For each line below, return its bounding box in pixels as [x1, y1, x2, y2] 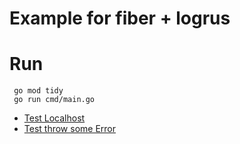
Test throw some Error [23, 123, 116, 135]
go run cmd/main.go [13, 95, 96, 105]
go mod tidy [13, 86, 64, 96]
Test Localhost [23, 112, 86, 124]
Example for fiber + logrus [9, 7, 231, 30]
